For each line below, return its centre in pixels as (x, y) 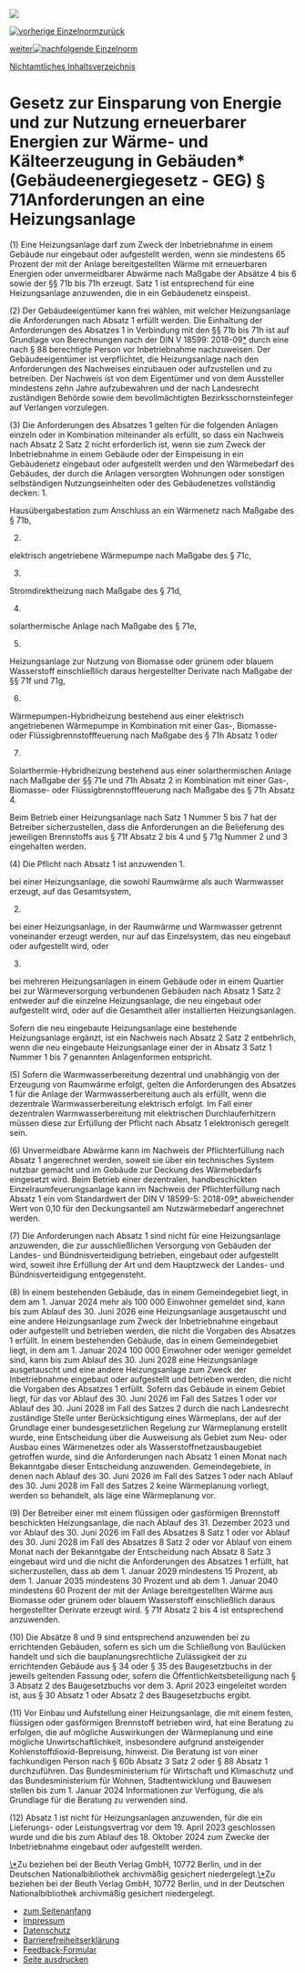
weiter (21, 49)
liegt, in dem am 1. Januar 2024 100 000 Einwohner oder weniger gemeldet (151, 1350)
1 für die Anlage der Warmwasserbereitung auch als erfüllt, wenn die (138, 1094)
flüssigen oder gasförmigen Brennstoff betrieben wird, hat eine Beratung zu (152, 1723)
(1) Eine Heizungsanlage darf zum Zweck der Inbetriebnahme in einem (141, 244)
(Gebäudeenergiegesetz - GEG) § (137, 181)
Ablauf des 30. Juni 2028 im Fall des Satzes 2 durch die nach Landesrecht (149, 1408)
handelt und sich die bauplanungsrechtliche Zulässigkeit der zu (128, 1656)
